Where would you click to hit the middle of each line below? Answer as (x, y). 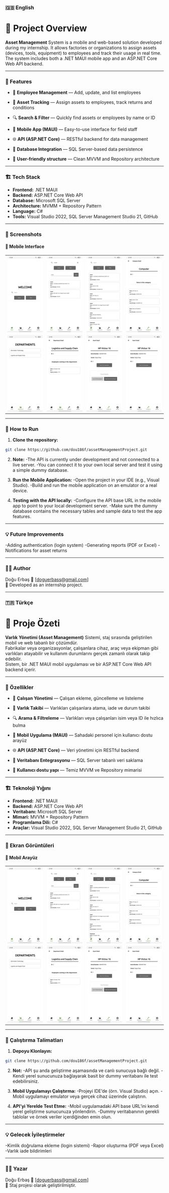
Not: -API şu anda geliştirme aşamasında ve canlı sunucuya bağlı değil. (86, 1071)
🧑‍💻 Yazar (16, 1169)
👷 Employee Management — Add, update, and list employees (77, 93)
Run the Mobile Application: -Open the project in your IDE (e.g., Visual (86, 480)
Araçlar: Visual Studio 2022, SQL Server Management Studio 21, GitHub (87, 828)
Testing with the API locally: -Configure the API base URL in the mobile (87, 500)
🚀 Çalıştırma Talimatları (34, 1040)
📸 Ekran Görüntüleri (30, 846)
